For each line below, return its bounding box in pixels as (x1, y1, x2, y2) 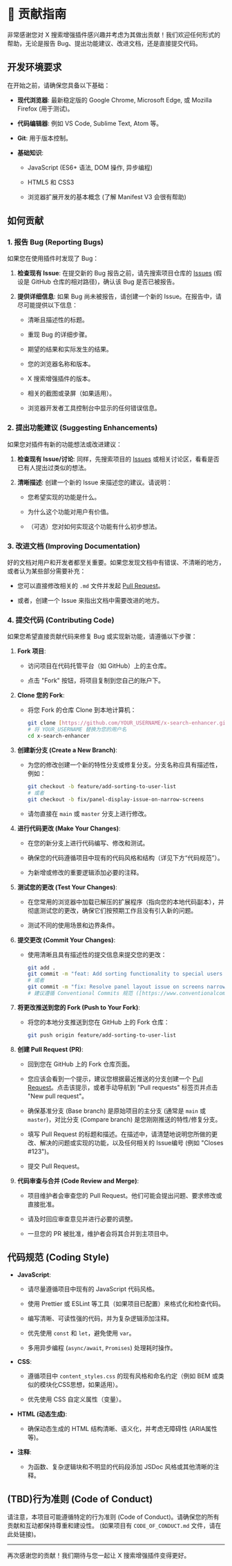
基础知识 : (17, 148, 43, 156)
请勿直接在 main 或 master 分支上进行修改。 (27, 809, 151, 817)
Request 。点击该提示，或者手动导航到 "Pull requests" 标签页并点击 (27, 1083, 218, 1091)
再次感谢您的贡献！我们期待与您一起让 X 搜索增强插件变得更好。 (7, 1551, 191, 1560)
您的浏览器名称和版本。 (27, 360, 95, 368)
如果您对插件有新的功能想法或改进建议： (7, 440, 122, 448)
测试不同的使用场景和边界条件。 (27, 921, 119, 929)
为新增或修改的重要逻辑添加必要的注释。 (27, 868, 143, 876)
